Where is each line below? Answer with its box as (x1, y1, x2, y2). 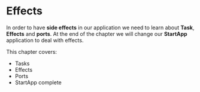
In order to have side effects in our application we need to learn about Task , (6, 24, 195, 31)
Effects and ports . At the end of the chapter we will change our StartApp (6, 30, 187, 37)
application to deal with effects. (6, 36, 84, 44)
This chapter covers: (6, 48, 57, 55)
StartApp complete (14, 79, 62, 86)
